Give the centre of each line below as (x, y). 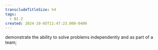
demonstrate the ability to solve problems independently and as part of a (79, 37)
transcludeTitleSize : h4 (31, 10)
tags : (11, 14)
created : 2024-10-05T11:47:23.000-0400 (46, 23)
